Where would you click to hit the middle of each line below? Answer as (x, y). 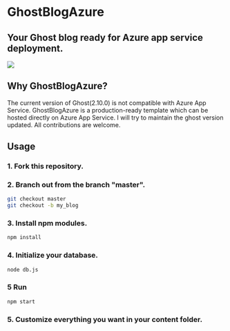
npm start (21, 301)
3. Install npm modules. (47, 223)
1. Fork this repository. (46, 167)
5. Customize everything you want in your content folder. (105, 319)
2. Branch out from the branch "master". (76, 185)
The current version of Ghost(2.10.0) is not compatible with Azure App (107, 103)
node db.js (23, 269)
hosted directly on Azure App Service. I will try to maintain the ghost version (115, 117)
